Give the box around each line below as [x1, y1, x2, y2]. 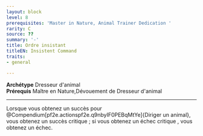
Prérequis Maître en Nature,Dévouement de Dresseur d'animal [6, 87, 162, 94]
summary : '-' [6, 37, 39, 43]
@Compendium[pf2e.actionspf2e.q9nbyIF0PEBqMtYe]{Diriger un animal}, [6, 111, 192, 118]
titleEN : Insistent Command [6, 48, 77, 54]
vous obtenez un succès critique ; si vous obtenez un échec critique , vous [6, 117, 193, 125]
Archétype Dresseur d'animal [6, 81, 80, 88]
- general [6, 59, 31, 65]
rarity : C [6, 25, 31, 32]
